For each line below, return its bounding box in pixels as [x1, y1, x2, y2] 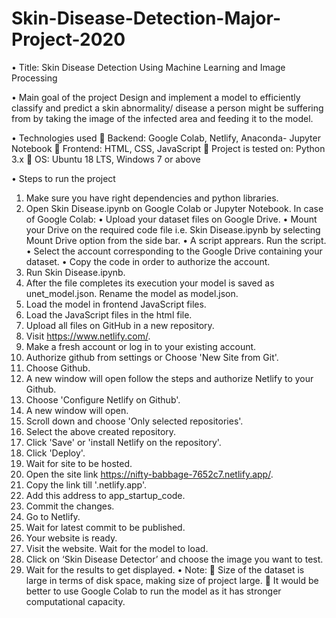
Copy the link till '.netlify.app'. [25, 478, 148, 491]
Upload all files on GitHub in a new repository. [25, 319, 215, 331]
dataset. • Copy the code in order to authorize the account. [25, 255, 271, 267]
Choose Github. [25, 362, 91, 374]
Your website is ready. [25, 532, 118, 544]
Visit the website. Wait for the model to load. [25, 542, 209, 554]
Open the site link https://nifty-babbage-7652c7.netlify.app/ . [25, 468, 274, 480]
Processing [11, 72, 58, 84]
